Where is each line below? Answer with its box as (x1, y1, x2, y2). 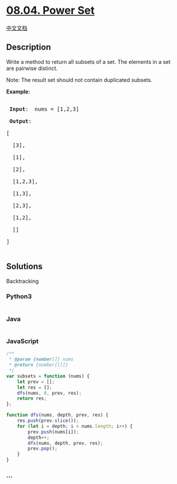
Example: (6, 88, 31, 95)
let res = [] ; (17, 384, 52, 391)
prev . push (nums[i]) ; (28, 429, 79, 435)
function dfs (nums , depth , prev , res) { (6, 412, 109, 418)
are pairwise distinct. (6, 64, 58, 72)
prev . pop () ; (28, 445, 58, 452)
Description (6, 42, 51, 52)
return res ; (17, 395, 47, 401)
